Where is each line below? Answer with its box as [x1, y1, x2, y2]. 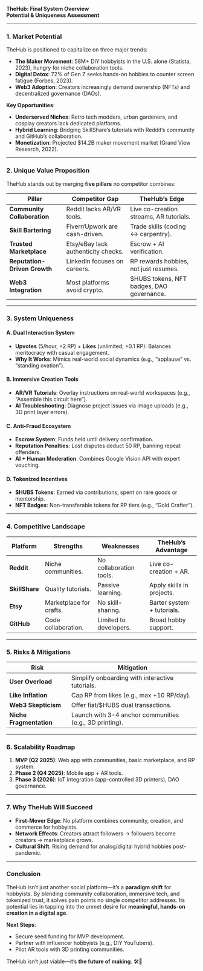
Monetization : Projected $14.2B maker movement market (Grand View [14, 139, 191, 146]
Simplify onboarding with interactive [71, 673, 174, 682]
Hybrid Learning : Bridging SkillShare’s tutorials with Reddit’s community [14, 127, 195, 134]
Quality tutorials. [45, 584, 92, 593]
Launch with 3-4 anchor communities [71, 711, 179, 719]
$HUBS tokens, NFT [129, 274, 187, 283]
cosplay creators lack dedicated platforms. [14, 120, 122, 127]
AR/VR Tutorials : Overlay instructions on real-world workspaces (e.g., [14, 389, 190, 396]
